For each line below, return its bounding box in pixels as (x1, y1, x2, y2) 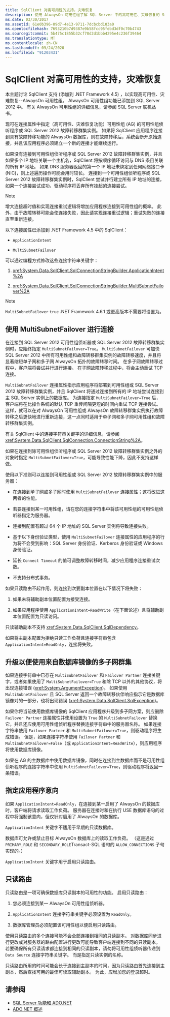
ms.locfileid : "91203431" (5, 50, 60, 55)
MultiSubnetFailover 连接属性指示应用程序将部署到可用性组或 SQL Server (5, 382, 159, 388)
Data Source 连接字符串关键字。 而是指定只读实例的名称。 (5, 951, 126, 958)
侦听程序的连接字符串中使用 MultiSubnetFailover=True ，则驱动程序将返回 (5, 764, 158, 770)
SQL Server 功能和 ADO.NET (12, 1000, 72, 1006)
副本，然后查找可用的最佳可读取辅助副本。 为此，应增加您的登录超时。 (5, 969, 153, 975)
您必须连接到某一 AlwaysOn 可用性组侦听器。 (12, 900, 108, 906)
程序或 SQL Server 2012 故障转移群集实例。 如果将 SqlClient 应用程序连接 (9, 128, 163, 134)
